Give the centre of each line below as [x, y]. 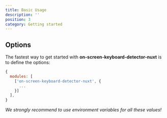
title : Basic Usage [26, 10]
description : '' [22, 15]
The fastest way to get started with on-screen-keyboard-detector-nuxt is [83, 57]
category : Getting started [34, 24]
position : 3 [18, 19]
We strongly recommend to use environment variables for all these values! [83, 110]
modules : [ [21, 76]
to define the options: [28, 63]
